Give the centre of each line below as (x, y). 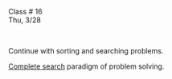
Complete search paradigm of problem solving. (86, 66)
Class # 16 (25, 12)
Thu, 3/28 (25, 20)
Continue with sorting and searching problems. (86, 51)
